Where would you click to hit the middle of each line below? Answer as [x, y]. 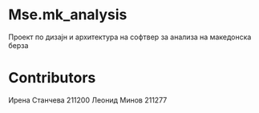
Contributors [52, 78]
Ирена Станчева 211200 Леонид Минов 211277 [88, 100]
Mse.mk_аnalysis [68, 15]
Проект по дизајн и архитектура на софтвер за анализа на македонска [130, 37]
